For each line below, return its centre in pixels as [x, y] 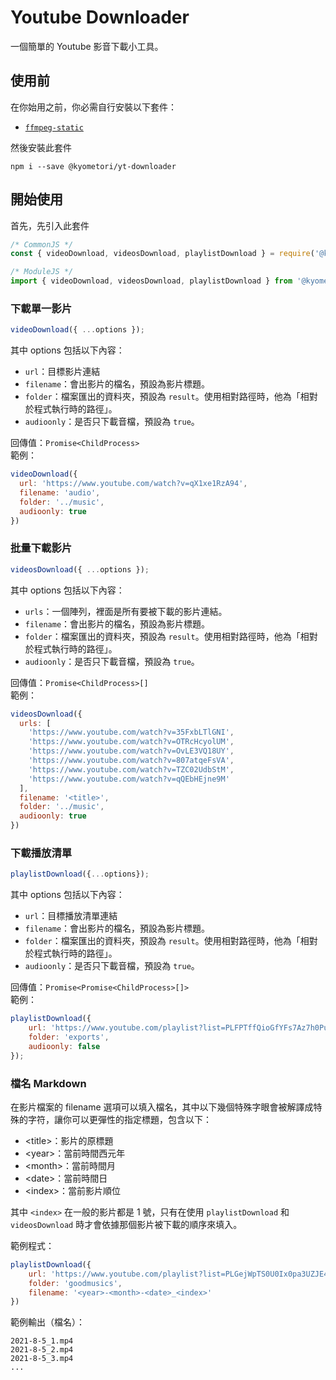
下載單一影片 [41, 308]
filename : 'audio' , [60, 492]
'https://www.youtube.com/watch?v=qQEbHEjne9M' [129, 779]
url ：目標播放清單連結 [71, 916]
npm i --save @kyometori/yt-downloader [93, 166]
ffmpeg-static [54, 127]
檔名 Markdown [48, 1083]
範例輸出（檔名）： [47, 1322]
